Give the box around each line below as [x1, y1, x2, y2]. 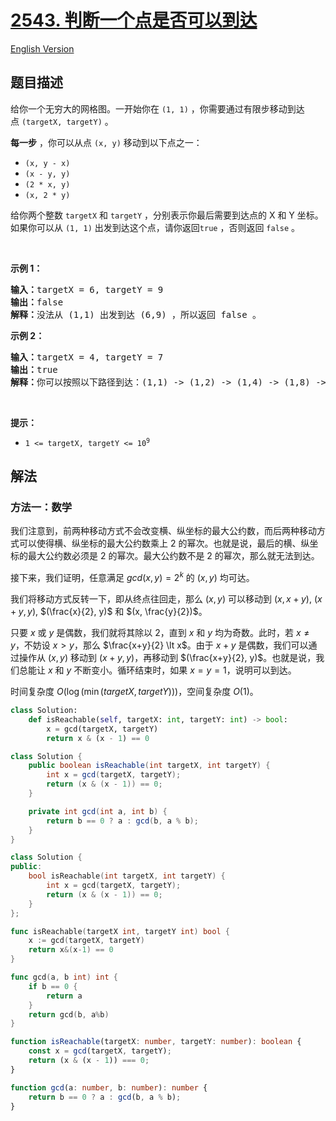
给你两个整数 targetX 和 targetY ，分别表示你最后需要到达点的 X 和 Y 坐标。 [10, 209, 324, 221]
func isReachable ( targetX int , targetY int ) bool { [10, 926, 230, 936]
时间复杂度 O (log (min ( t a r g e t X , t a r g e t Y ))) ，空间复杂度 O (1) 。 [10, 686, 259, 698]
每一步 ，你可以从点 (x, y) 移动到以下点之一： [10, 136, 203, 148]
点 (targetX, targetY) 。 [10, 115, 114, 127]
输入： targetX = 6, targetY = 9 [10, 284, 164, 295]
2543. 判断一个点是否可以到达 [10, 9, 258, 32]
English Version [10, 42, 75, 55]
